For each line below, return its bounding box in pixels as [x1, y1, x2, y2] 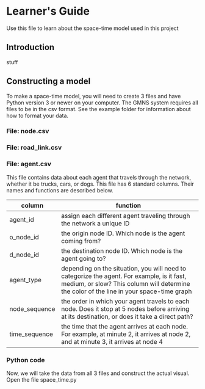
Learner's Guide [6, 4, 90, 18]
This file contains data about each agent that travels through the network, [6, 173, 192, 181]
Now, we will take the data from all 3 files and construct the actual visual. [6, 369, 190, 377]
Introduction [6, 42, 55, 53]
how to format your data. [6, 112, 69, 119]
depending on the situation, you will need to [60, 264, 187, 272]
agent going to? [60, 254, 106, 263]
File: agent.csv [6, 160, 52, 169]
